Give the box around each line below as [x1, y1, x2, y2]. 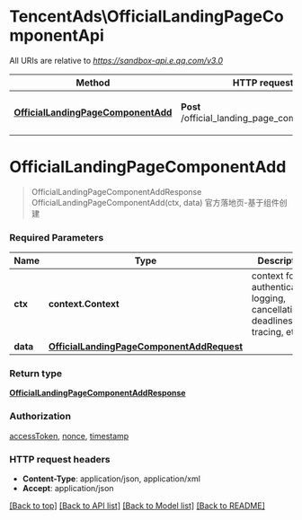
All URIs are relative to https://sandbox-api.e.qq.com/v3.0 [9, 55, 223, 66]
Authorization [9, 410, 72, 423]
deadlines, [251, 314, 296, 327]
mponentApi [9, 25, 105, 46]
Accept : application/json [22, 483, 114, 494]
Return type [9, 367, 63, 380]
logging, [251, 292, 286, 304]
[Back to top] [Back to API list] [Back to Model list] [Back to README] [9, 500, 265, 511]
